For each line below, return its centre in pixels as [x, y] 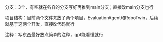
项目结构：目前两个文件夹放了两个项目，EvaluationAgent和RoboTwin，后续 [82, 18]
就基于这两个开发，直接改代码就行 [40, 24]
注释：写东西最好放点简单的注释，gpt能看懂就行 [54, 34]
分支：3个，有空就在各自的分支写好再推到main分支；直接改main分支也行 [79, 7]
